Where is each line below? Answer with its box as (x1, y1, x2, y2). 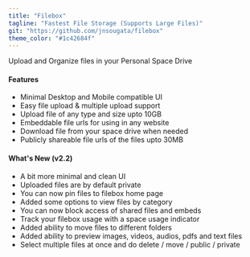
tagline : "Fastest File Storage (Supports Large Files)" (8, 19, 203, 27)
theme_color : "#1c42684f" (8, 34, 95, 43)
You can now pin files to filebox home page (19, 188, 163, 198)
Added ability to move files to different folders (19, 222, 173, 232)
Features (8, 74, 39, 84)
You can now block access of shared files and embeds (19, 206, 202, 215)
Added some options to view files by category (19, 197, 173, 206)
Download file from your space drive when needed (19, 126, 189, 137)
